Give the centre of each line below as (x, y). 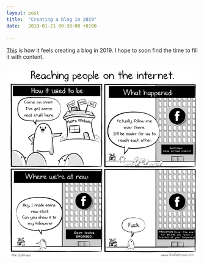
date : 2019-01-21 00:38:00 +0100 (52, 26)
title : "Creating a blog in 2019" (52, 19)
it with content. (25, 57)
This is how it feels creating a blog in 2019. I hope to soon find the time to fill (102, 50)
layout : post (23, 13)
